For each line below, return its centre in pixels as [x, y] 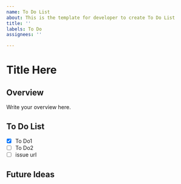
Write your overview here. [39, 107]
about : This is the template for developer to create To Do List [90, 18]
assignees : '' [24, 35]
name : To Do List [28, 12]
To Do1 [23, 141]
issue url [26, 155]
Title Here [32, 70]
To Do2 [24, 148]
